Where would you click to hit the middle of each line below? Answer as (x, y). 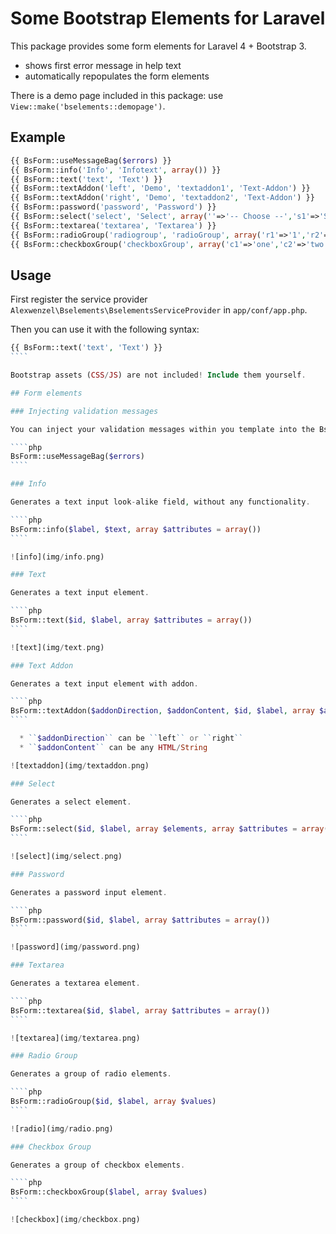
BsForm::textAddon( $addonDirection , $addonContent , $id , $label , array (162, 711)
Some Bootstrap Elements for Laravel (168, 18)
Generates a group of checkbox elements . (98, 1165)
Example (38, 137)
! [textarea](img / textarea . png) (75, 1038)
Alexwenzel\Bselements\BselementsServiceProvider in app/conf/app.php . (159, 310)
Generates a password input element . (89, 892)
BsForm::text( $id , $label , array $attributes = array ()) (131, 620)
